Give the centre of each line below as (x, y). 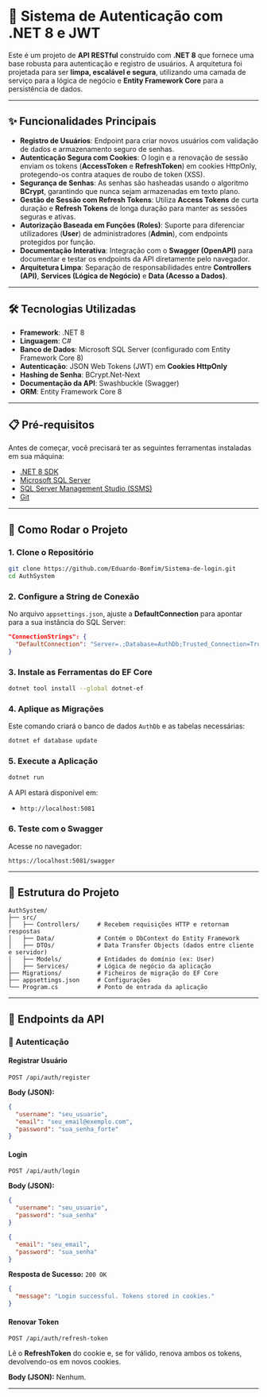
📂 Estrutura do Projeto (64, 893)
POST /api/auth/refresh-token (58, 1339)
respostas (25, 932)
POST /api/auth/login (44, 1171)
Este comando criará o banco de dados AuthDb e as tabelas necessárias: (126, 726)
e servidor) (28, 953)
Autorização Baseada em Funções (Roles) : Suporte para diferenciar (132, 225)
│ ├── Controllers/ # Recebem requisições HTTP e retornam (118, 925)
